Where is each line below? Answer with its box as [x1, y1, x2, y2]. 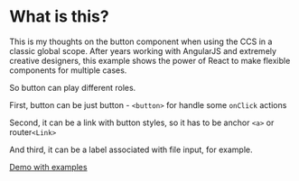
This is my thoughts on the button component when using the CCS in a [9, 36, 273, 47]
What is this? [9, 6, 110, 27]
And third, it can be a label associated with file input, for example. [9, 144, 253, 155]
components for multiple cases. [9, 65, 127, 76]
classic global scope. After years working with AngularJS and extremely [9, 45, 277, 56]
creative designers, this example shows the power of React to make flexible [9, 55, 291, 66]
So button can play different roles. [9, 82, 136, 93]
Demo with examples [9, 161, 88, 172]
